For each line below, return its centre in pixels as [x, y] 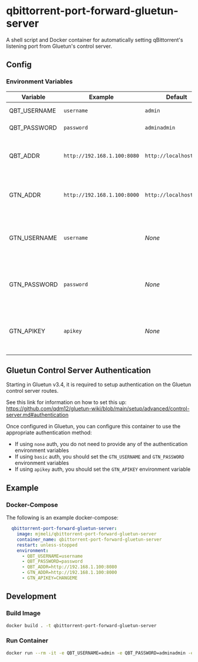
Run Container [27, 641]
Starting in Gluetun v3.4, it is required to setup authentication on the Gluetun [99, 385]
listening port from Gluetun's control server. [59, 46]
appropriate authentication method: [49, 432]
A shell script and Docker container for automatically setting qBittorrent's [95, 40]
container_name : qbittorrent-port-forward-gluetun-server [89, 540]
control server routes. [32, 391]
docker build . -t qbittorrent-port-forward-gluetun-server [82, 625]
